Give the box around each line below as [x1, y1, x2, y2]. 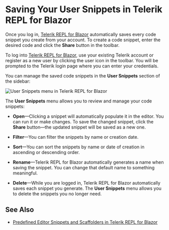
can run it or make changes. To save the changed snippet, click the [12, 118, 154, 124]
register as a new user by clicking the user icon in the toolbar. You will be [5, 57, 159, 63]
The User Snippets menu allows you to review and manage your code [5, 98, 152, 104]
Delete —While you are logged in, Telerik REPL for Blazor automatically [12, 180, 161, 186]
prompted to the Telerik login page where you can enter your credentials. [5, 63, 159, 69]
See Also [5, 206, 34, 214]
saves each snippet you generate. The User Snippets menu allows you [12, 185, 162, 191]
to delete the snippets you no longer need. [12, 190, 102, 197]
